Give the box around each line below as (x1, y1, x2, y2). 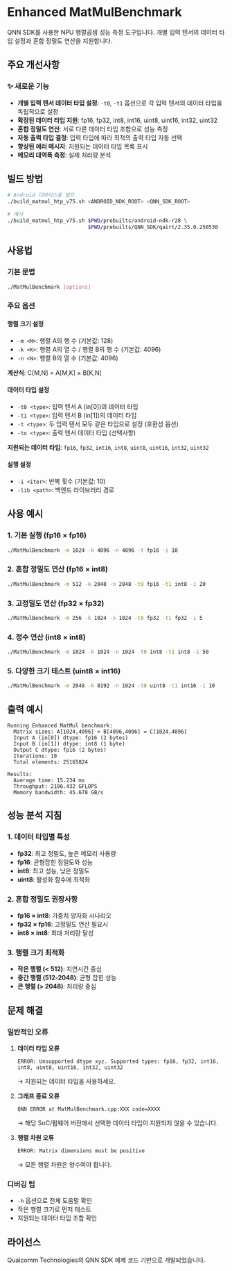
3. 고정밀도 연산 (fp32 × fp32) (7, 598, 105, 608)
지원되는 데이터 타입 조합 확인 (17, 1214, 97, 1222)
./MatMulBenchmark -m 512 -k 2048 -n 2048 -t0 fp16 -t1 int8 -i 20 (7, 580, 206, 587)
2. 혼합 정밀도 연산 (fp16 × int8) (7, 564, 109, 574)
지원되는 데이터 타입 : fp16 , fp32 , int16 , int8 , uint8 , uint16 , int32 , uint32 (7, 443, 209, 451)
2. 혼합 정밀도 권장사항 (7, 894, 78, 904)
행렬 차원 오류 (17, 1133, 54, 1142)
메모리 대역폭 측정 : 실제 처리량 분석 (17, 151, 111, 159)
